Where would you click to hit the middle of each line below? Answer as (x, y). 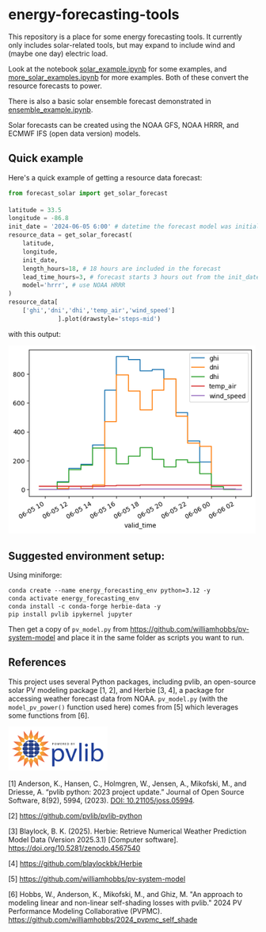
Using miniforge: (35, 575)
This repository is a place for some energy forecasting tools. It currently (125, 37)
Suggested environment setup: (87, 556)
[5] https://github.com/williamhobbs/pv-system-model (97, 879)
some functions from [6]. (49, 715)
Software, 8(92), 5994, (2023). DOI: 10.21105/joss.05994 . (102, 800)
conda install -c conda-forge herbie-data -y (84, 607)
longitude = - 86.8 (38, 218)
